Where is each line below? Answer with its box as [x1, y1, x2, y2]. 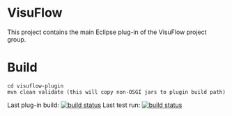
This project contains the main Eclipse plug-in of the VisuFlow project [7, 28, 207, 36]
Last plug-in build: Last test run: [7, 101, 141, 109]
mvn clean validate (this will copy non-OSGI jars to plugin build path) [7, 88, 226, 95]
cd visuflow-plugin [7, 82, 64, 90]
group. [7, 35, 26, 43]
